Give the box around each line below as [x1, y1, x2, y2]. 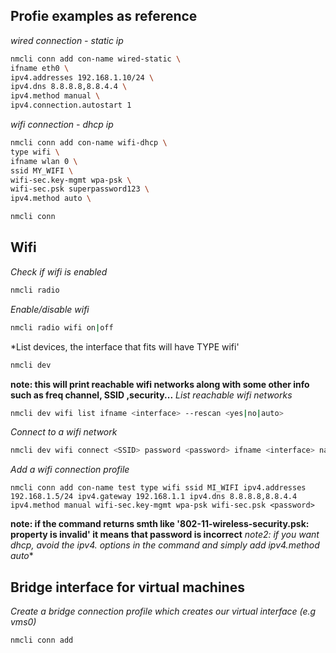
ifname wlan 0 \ [10, 156, 78, 166]
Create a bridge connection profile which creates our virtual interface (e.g [10, 605, 317, 618]
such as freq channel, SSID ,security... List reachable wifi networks [10, 389, 293, 401]
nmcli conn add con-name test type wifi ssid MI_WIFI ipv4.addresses [10, 483, 307, 493]
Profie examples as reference [10, 8, 198, 25]
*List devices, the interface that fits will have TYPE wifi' [10, 340, 240, 353]
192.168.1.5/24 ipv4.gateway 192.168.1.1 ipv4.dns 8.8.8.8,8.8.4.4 [10, 492, 298, 502]
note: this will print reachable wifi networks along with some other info [10, 378, 310, 390]
